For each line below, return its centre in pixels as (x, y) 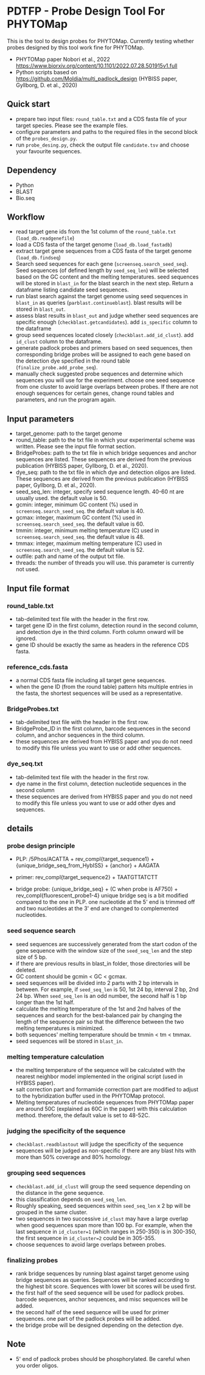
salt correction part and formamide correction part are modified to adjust (107, 1090)
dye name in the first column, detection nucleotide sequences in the (101, 784)
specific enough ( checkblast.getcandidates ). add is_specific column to (106, 322)
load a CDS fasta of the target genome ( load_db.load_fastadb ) (94, 245)
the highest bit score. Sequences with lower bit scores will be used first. (106, 1286)
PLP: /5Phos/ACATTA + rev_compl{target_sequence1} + (85, 859)
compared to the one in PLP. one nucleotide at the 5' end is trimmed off (105, 902)
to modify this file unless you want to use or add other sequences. (99, 748)
